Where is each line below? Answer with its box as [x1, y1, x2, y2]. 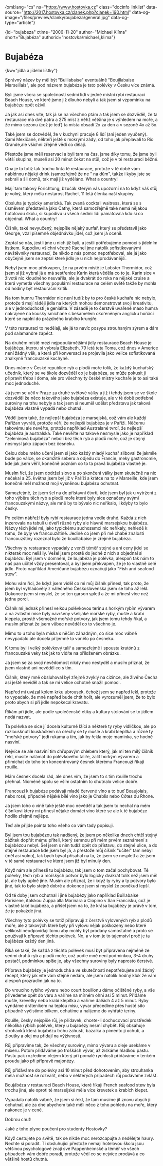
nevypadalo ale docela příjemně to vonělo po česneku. [5, 635, 115, 641]
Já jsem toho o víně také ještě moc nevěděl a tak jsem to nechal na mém [5, 803, 150, 808]
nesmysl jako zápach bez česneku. [5, 441, 75, 446]
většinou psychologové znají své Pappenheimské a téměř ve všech [5, 1146, 140, 1151]
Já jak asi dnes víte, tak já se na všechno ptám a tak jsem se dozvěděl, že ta [5, 111, 158, 117]
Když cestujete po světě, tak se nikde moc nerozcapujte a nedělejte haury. [5, 1135, 154, 1141]
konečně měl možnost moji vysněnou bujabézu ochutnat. [5, 480, 120, 486]
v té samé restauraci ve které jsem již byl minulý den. [5, 858, 111, 864]
